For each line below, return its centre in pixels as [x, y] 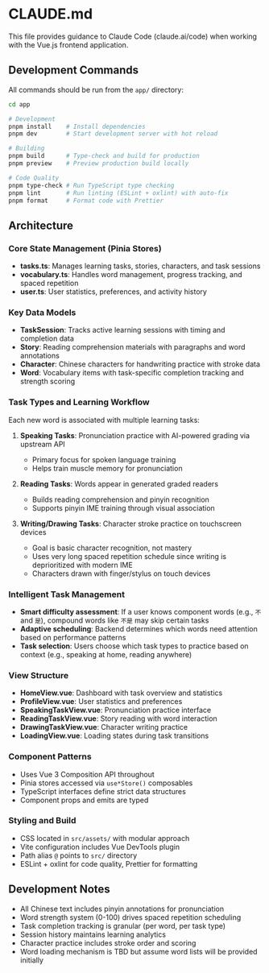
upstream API [43, 444]
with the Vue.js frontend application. [68, 44]
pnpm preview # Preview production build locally [99, 164]
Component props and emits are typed [84, 800]
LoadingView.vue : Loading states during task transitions [114, 736]
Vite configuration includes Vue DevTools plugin [99, 847]
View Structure [39, 675]
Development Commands [74, 70]
